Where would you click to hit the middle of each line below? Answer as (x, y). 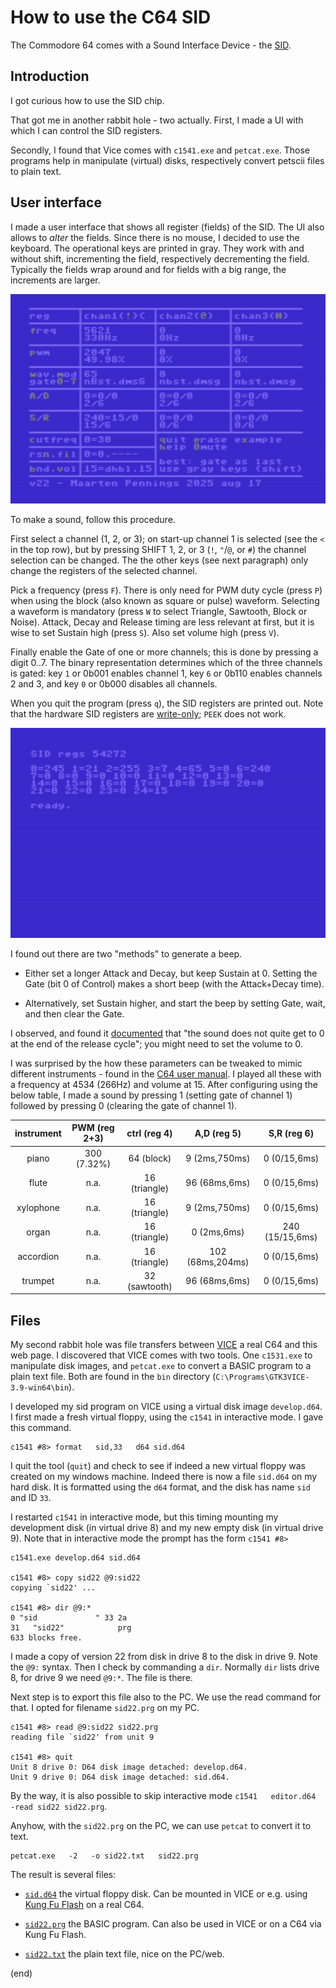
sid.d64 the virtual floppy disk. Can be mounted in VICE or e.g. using (166, 1894)
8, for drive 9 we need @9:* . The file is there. (101, 1678)
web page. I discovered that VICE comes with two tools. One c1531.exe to (161, 1355)
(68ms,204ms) (218, 1262)
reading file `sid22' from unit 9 (82, 1737)
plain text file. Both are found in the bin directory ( (113, 1377)
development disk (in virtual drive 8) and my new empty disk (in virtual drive (167, 1528)
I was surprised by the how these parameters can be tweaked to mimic (156, 1063)
